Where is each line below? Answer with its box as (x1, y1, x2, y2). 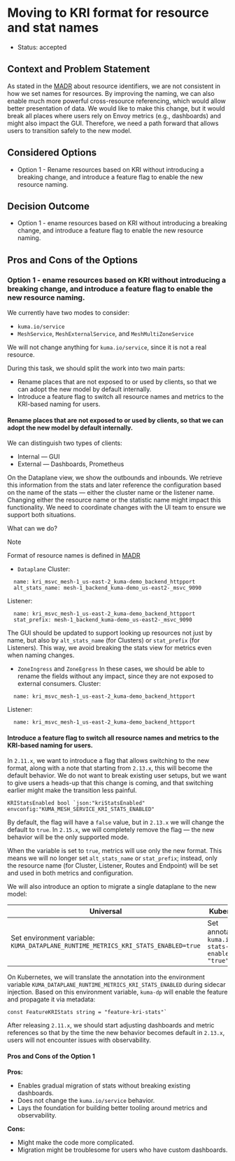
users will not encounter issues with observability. (7, 1036, 152, 1044)
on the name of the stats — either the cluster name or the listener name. (7, 488, 215, 497)
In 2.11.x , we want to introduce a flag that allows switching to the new (7, 757, 210, 765)
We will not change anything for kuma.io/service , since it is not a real (7, 343, 207, 351)
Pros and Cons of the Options (7, 254, 138, 266)
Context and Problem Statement (7, 63, 150, 75)
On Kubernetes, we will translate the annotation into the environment (7, 973, 205, 981)
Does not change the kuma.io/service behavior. (17, 1096, 155, 1104)
